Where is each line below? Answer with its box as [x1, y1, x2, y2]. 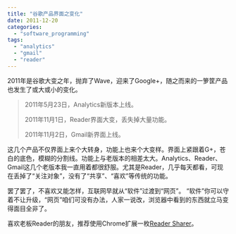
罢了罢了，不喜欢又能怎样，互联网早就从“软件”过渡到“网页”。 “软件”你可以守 [7, 186, 229, 195]
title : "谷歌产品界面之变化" [7, 10, 83, 18]
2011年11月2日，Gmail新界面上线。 [24, 130, 125, 138]
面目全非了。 [13, 204, 51, 212]
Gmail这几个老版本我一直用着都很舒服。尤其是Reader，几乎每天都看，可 [7, 163, 218, 171]
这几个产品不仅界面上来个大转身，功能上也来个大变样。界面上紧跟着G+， [7, 145, 220, 154]
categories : [7, 23, 42, 30]
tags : [7, 37, 23, 44]
